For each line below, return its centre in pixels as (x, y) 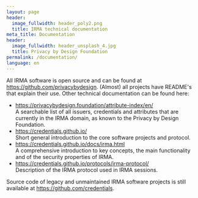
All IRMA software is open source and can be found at (74, 80)
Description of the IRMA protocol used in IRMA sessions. (86, 170)
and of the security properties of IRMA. (64, 157)
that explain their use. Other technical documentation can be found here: (98, 93)
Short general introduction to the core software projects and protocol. (103, 137)
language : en (23, 63)
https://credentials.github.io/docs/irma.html (70, 144)
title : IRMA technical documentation (60, 29)
